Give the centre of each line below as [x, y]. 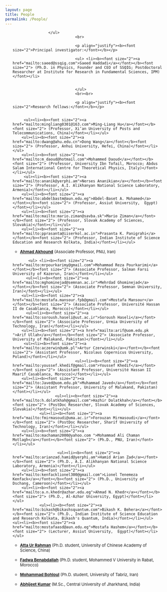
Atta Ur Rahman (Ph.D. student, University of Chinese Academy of [83, 545]
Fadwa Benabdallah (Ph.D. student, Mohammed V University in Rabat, [87, 560]
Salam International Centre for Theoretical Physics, [69, 168]
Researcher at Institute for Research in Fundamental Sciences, [81, 72]
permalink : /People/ [27, 19]
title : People [20, 14]
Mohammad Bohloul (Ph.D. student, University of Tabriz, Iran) [79, 575]
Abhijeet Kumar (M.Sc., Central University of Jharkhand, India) [80, 584]
